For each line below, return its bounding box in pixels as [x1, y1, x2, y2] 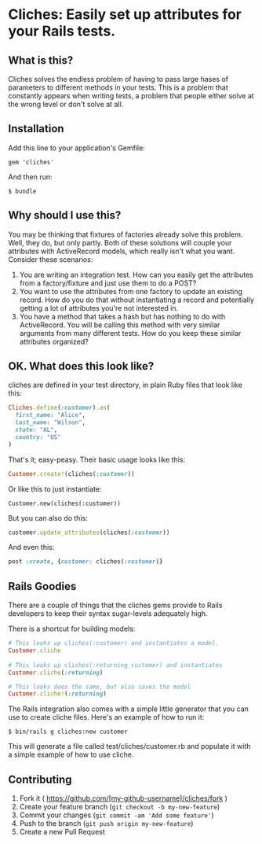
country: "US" [15, 433, 61, 441]
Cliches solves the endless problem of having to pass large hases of [8, 75, 229, 83]
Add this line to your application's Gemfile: [8, 143, 145, 153]
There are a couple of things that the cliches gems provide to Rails [8, 600, 223, 610]
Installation [8, 122, 64, 135]
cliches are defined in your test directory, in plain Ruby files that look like [8, 380, 243, 390]
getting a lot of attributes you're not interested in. [19, 303, 179, 312]
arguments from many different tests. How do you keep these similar [19, 328, 242, 337]
